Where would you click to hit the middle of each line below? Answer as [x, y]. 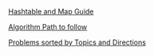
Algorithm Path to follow [48, 27]
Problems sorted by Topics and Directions [77, 42]
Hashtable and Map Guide [51, 12]
